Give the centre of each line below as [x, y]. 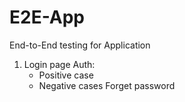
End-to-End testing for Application [80, 45]
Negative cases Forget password [107, 85]
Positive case [66, 75]
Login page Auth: [59, 64]
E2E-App [47, 17]
